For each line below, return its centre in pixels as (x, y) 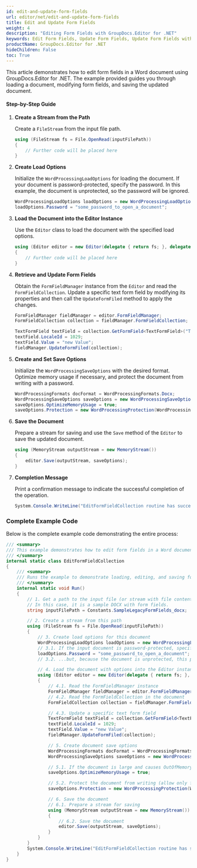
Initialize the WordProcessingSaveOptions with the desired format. (92, 370)
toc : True (18, 55)
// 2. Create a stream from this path (74, 621)
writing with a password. (44, 383)
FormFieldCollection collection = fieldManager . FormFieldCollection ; (101, 321)
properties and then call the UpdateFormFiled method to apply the (93, 298)
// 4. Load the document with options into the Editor (106, 670)
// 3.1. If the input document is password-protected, (106, 648)
